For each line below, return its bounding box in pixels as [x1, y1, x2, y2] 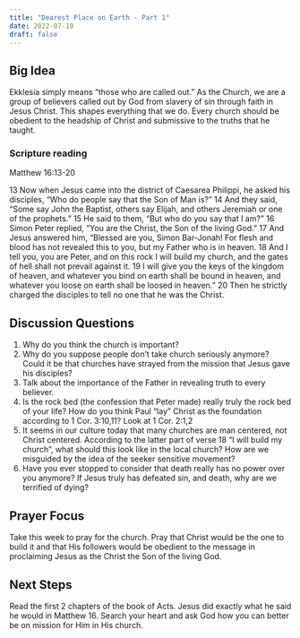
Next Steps [9, 577, 73, 592]
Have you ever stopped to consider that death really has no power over [21, 463, 285, 474]
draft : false [9, 30, 58, 39]
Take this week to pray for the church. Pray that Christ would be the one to [9, 532, 285, 543]
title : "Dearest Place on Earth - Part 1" [9, 13, 170, 22]
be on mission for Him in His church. [9, 619, 143, 630]
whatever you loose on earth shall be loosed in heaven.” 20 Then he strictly [9, 280, 288, 291]
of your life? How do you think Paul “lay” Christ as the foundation [21, 406, 262, 417]
